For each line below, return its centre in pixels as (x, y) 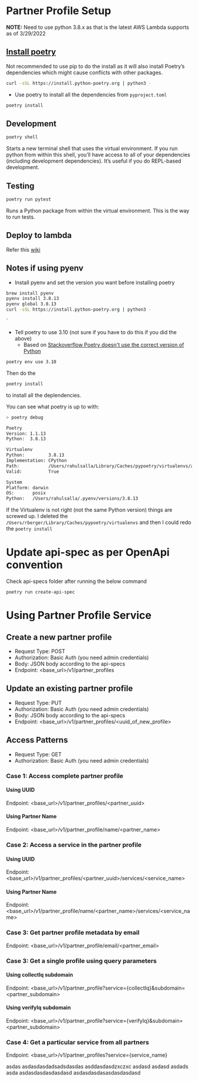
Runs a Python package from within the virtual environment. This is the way (98, 210)
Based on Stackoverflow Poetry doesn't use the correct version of (104, 345)
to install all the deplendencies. (44, 395)
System (14, 482)
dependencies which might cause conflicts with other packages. (85, 72)
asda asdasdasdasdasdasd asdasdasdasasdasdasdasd (73, 1073)
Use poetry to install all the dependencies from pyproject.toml (90, 94)
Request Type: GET (38, 754)
